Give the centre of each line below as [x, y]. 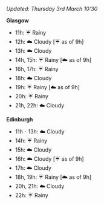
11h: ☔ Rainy [31, 32]
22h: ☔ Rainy [31, 195]
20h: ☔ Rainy [31, 96]
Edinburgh [20, 119]
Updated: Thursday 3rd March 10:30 [52, 9]
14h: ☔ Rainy [31, 141]
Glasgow [18, 20]
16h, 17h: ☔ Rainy [37, 69]
